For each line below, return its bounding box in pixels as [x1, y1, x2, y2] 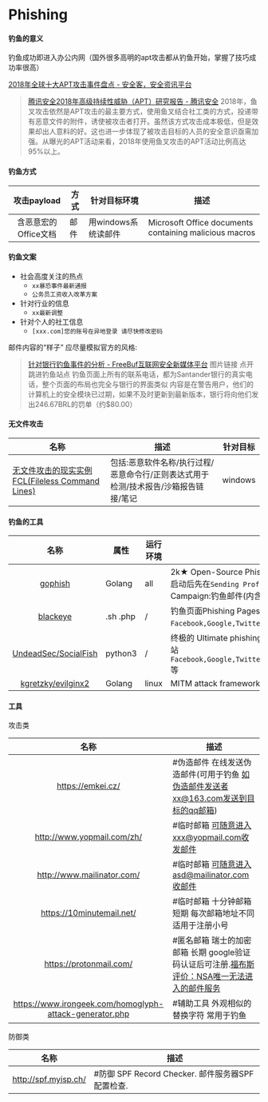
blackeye [37, 611, 73, 622]
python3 [104, 648, 137, 659]
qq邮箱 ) [188, 805, 218, 817]
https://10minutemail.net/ [41, 908, 136, 919]
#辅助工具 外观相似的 [172, 998, 252, 1009]
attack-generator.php [47, 1008, 130, 1020]
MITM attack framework [170, 678, 261, 689]
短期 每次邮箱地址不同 [172, 908, 255, 919]
